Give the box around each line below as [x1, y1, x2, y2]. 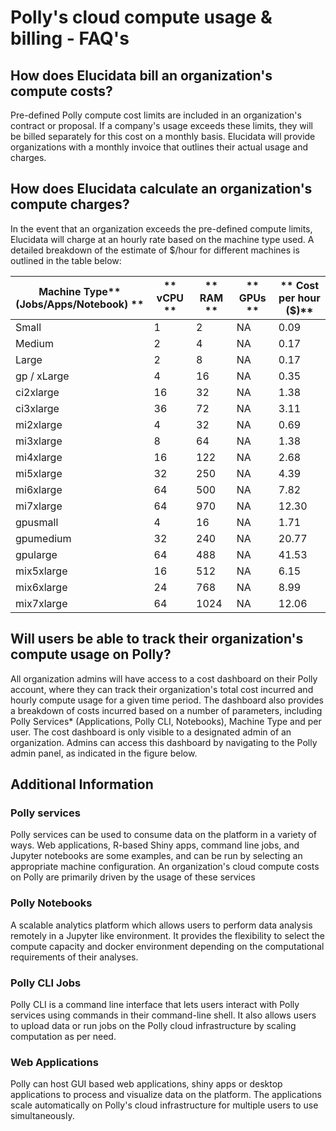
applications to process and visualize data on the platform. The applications [10, 1089, 322, 1101]
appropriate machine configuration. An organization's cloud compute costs [10, 861, 320, 873]
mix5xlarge [15, 564, 68, 578]
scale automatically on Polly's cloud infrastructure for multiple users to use [10, 1099, 319, 1111]
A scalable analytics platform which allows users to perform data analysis [10, 919, 313, 931]
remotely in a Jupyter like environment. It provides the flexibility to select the [10, 929, 326, 941]
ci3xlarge [15, 401, 60, 415]
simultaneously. [10, 1110, 75, 1122]
